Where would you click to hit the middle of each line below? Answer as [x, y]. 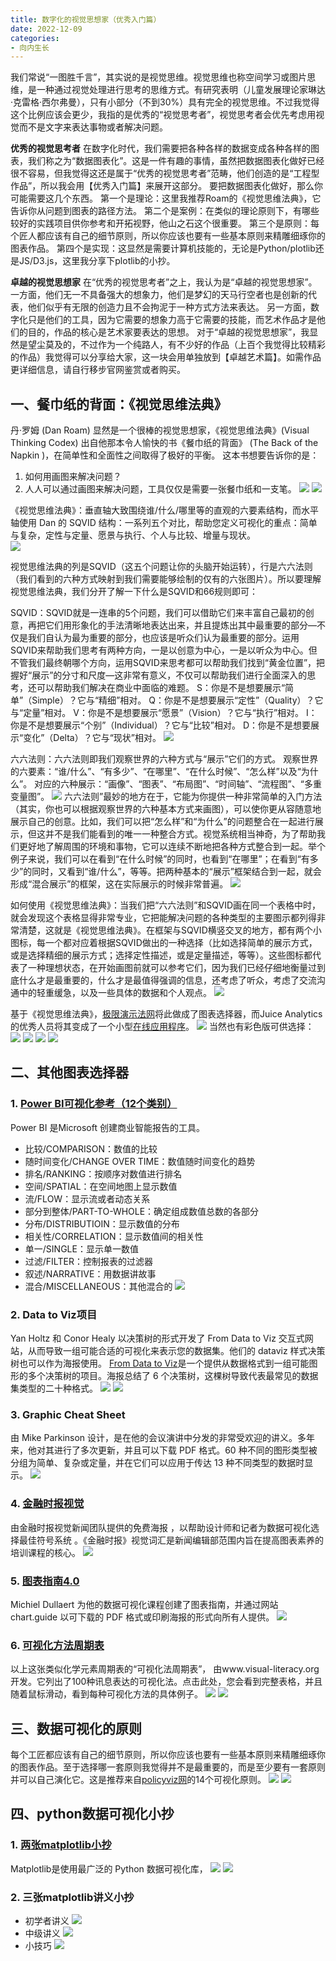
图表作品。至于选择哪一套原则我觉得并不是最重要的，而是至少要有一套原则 [172, 1767]
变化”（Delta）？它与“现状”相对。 [92, 738]
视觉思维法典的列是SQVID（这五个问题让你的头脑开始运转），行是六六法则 [161, 567]
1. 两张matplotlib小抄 [61, 1845]
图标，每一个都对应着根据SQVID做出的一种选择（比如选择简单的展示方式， [164, 943]
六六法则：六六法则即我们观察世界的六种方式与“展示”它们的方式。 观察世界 [164, 759]
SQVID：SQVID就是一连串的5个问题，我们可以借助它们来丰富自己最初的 [158, 613]
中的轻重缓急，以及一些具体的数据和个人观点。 [115, 993]
